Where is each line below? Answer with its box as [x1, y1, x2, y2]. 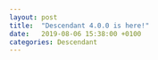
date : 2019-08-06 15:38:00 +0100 [9, 29, 142, 38]
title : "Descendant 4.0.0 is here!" [9, 21, 150, 30]
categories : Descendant [9, 37, 98, 47]
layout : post [9, 12, 58, 22]
